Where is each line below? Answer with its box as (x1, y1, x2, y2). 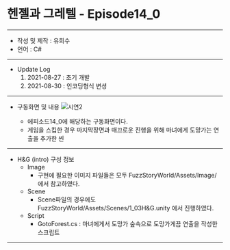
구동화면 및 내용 (16, 102, 60, 111)
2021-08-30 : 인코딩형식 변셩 (27, 81, 107, 89)
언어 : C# (16, 45, 42, 53)
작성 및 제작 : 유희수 (16, 36, 71, 44)
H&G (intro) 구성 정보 (16, 155, 75, 163)
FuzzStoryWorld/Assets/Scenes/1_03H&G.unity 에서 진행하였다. (37, 204, 214, 212)
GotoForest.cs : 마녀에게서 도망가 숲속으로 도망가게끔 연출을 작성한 (37, 219, 218, 227)
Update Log (16, 65, 51, 73)
